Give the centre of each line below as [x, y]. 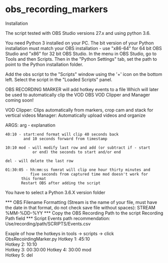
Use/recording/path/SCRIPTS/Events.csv [48, 224]
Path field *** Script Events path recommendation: [58, 218]
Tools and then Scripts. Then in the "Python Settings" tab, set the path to [81, 59]
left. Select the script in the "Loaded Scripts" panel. [59, 79]
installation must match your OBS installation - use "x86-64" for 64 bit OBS [83, 48]
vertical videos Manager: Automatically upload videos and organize [75, 115]
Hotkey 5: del [19, 255]
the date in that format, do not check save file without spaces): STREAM [80, 207]
